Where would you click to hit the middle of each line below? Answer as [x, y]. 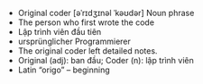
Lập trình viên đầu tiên [60, 32]
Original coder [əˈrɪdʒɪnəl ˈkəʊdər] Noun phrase [106, 13]
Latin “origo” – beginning [64, 70]
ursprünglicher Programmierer [74, 41]
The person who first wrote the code [86, 22]
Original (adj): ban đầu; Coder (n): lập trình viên [106, 60]
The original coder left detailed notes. [88, 51]
